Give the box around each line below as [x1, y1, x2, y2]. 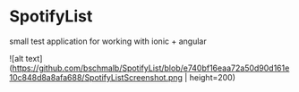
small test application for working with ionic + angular [9, 36, 208, 46]
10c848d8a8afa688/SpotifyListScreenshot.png [9, 71, 184, 82]
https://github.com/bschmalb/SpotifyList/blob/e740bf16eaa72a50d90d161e [12, 63, 290, 73]
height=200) [189, 71, 235, 82]
